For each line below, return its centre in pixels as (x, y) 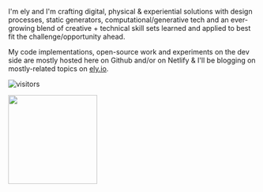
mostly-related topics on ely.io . (58, 69)
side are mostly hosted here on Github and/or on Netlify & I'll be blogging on (132, 60)
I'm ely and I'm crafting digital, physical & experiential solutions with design (130, 11)
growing (22, 28)
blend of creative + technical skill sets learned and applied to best (144, 28)
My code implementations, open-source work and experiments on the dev (129, 52)
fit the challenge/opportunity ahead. (67, 36)
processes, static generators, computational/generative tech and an (118, 20)
